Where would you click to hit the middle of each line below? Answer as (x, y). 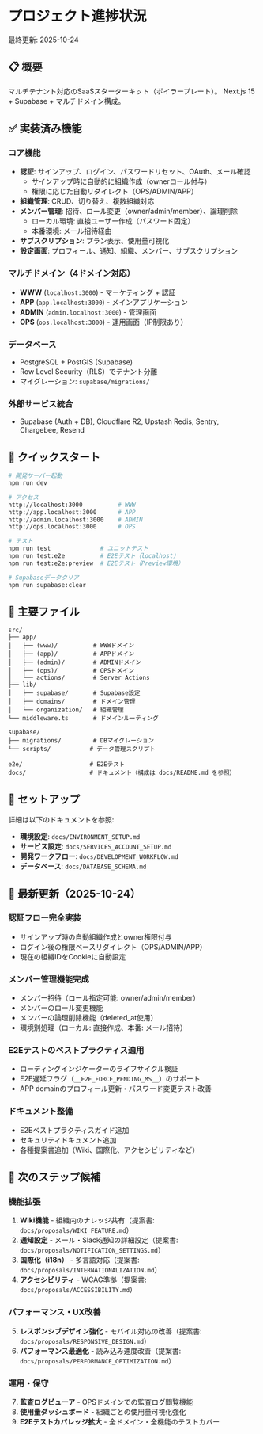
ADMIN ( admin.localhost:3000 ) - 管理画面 (88, 312)
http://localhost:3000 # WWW (72, 505)
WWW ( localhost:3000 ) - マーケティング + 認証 (98, 292)
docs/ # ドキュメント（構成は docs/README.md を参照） (122, 773)
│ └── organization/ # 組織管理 (66, 710)
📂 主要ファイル (44, 611)
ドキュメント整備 (41, 1112)
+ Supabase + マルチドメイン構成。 (67, 101)
